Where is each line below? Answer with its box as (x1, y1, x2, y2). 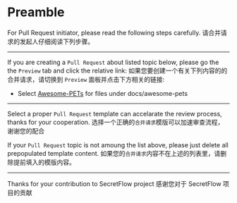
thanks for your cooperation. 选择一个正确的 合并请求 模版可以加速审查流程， (7, 118, 224, 126)
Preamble (7, 4, 65, 20)
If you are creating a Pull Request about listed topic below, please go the (7, 58, 219, 66)
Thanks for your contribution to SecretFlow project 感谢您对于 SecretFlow (7, 179, 221, 187)
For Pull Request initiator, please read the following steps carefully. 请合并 (7, 28, 221, 37)
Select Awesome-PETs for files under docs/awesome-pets (17, 89, 188, 97)
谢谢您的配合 (7, 126, 44, 135)
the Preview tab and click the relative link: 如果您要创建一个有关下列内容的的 (7, 66, 228, 75)
